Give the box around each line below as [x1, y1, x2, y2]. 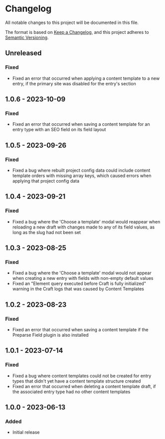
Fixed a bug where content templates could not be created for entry [12, 373, 152, 379]
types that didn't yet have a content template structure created [12, 378, 141, 384]
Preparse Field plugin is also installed [12, 332, 89, 338]
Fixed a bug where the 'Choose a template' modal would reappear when [12, 219, 161, 224]
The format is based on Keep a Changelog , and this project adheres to [5, 29, 149, 35]
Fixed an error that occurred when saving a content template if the [12, 327, 149, 333]
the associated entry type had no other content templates [12, 389, 131, 395]
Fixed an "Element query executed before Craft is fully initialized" [12, 280, 147, 287]
